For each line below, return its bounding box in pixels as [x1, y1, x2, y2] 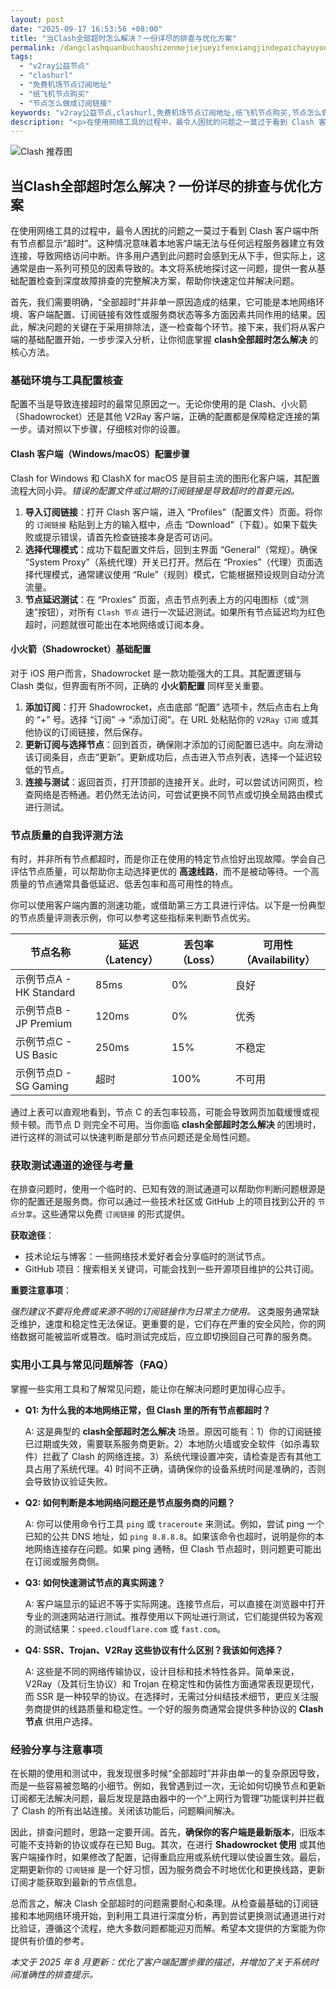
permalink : [10, 42, 56, 53]
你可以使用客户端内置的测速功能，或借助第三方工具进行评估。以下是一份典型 [10, 899, 326, 911]
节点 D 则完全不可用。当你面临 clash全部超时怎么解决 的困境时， [53, 1119, 322, 1131]
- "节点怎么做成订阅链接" [19, 98, 112, 108]
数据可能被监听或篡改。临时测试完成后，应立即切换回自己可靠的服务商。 [18, 1331, 317, 1343]
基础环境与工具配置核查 [10, 373, 123, 387]
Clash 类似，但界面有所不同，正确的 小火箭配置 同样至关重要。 [10, 679, 269, 691]
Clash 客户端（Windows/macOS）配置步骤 [10, 447, 190, 460]
